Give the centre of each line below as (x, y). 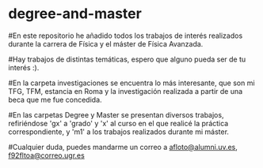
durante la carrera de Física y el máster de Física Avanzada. (106, 43)
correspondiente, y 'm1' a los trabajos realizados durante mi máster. (119, 132)
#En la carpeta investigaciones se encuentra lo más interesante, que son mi (131, 83)
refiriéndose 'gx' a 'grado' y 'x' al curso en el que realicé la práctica (118, 123)
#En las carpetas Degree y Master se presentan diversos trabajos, (116, 114)
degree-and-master (75, 14)
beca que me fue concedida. (55, 99)
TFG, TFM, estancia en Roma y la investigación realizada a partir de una (126, 91)
